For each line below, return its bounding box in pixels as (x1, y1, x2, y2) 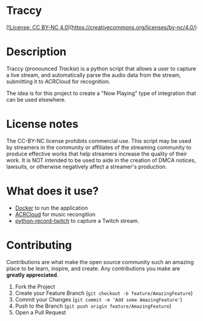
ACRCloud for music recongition (15, 210, 96, 218)
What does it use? (6, 184, 99, 197)
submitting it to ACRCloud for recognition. (6, 78, 111, 85)
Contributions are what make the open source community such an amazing (6, 258, 194, 265)
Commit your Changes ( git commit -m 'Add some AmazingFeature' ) (15, 296, 183, 303)
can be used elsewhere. (6, 96, 67, 103)
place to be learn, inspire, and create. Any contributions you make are (6, 265, 181, 272)
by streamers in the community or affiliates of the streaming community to (6, 144, 192, 151)
